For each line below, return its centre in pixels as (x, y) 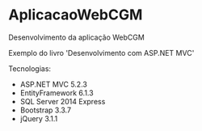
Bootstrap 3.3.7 (45, 110)
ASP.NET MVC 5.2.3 (53, 84)
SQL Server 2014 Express (63, 101)
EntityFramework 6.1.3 (57, 93)
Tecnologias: (29, 68)
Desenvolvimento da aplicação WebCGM (77, 37)
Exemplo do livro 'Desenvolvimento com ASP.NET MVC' (101, 53)
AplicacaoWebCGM (76, 15)
